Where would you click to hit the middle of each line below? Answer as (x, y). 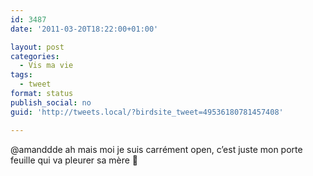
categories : (35, 56)
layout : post (37, 47)
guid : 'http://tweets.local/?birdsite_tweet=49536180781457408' (147, 112)
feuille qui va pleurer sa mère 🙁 (74, 160)
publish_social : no (51, 102)
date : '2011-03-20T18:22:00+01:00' (84, 29)
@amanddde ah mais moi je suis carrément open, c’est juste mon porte (156, 149)
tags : (21, 75)
